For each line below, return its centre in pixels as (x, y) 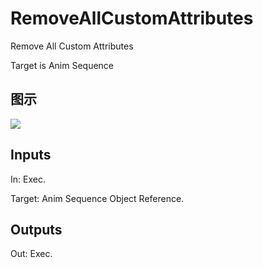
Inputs (31, 155)
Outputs (36, 229)
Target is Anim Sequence (62, 65)
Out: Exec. (31, 254)
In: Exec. (28, 179)
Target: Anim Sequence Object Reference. (97, 198)
